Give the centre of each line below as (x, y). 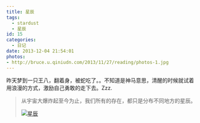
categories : (21, 40)
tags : (13, 17)
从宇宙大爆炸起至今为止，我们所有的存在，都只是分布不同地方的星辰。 (108, 101)
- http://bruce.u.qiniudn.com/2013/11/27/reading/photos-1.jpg (88, 62)
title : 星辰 (20, 12)
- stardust (25, 23)
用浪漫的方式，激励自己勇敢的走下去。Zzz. (60, 87)
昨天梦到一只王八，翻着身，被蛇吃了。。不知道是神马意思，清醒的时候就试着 (100, 80)
